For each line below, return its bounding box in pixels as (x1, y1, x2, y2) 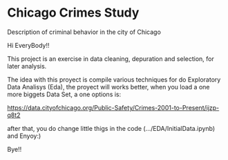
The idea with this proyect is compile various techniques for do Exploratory (7, 75, 221, 84)
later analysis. (7, 62, 47, 70)
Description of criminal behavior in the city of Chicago (7, 28, 161, 36)
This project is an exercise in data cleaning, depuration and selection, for (7, 54, 214, 63)
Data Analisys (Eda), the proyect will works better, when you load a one (7, 82, 210, 91)
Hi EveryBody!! (7, 41, 50, 49)
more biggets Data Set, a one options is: (7, 90, 122, 98)
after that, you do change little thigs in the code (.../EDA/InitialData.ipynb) (7, 124, 216, 132)
